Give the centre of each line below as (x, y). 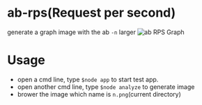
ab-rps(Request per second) (92, 13)
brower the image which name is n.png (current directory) (99, 94)
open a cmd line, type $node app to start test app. (88, 79)
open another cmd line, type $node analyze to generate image (106, 87)
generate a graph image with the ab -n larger (71, 32)
